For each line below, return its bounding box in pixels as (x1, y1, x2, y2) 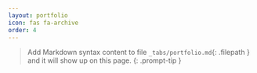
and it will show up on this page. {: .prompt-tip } (27, 56, 182, 65)
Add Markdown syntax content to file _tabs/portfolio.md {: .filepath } (27, 48, 251, 57)
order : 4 (8, 26, 37, 34)
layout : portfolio (8, 11, 68, 20)
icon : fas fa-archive (8, 19, 79, 27)
